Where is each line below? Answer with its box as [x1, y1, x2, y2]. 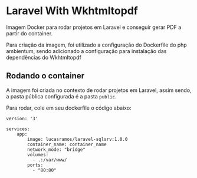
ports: [27, 162, 44, 168]
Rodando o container [6, 71, 84, 81]
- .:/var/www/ [32, 157, 67, 163]
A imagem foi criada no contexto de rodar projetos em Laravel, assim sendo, [6, 87, 192, 94]
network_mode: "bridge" [27, 146, 86, 153]
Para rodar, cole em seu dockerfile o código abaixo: [6, 104, 132, 111]
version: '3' [6, 116, 38, 121]
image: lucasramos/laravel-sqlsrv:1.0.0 [27, 136, 128, 142]
